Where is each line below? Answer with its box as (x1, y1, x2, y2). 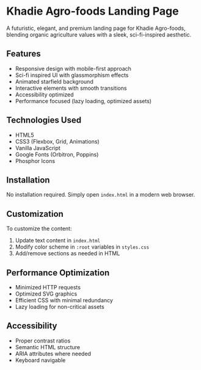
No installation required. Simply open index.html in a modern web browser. (6, 191, 196, 198)
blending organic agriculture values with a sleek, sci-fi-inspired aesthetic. (6, 31, 192, 38)
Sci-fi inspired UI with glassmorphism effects (15, 71, 129, 79)
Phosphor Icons (15, 157, 56, 164)
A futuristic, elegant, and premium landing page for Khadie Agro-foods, (6, 24, 186, 32)
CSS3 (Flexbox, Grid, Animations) (15, 137, 100, 145)
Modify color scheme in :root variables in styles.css (15, 243, 150, 251)
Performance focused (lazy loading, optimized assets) (15, 97, 152, 104)
